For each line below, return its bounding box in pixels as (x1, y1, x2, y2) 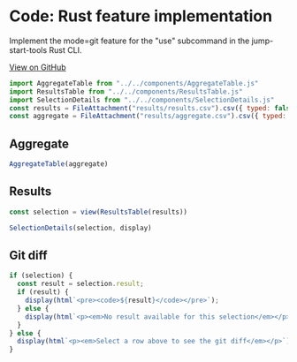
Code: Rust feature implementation (9, 6, 272, 26)
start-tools (9, 44, 48, 55)
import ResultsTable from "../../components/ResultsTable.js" (9, 87, 243, 96)
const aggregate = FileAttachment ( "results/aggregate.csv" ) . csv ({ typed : (9, 112, 287, 121)
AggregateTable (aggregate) (9, 160, 109, 169)
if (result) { (17, 288, 69, 297)
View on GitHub (9, 62, 66, 72)
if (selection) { (9, 271, 73, 280)
